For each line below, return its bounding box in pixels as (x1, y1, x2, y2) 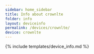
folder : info (5, 16, 32, 21)
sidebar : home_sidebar (5, 7, 52, 12)
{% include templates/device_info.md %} (5, 44, 90, 49)
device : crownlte (5, 30, 41, 35)
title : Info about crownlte (5, 12, 64, 17)
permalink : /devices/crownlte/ (5, 26, 70, 30)
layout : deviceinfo (5, 21, 46, 26)
